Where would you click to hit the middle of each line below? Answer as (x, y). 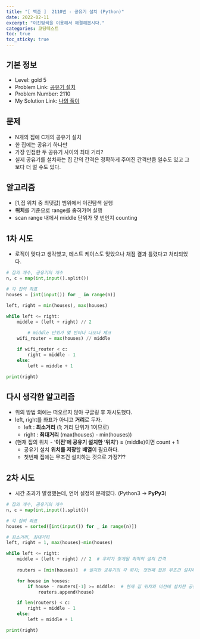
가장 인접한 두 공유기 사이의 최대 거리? (59, 152)
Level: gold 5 (30, 80)
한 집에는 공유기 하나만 (41, 145)
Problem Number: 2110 (43, 94)
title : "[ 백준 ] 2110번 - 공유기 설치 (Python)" (65, 12)
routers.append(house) (66, 592)
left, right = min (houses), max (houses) (57, 305)
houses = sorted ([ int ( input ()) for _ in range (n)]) (71, 526)
